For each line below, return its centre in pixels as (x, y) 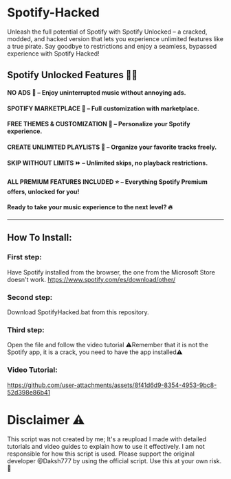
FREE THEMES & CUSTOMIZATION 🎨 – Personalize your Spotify (99, 124)
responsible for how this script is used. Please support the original (101, 454)
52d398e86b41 (29, 392)
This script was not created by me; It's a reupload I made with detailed (107, 439)
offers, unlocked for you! (43, 191)
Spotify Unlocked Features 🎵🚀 (73, 75)
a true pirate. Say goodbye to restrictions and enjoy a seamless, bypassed (112, 46)
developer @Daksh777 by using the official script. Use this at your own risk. (114, 460)
